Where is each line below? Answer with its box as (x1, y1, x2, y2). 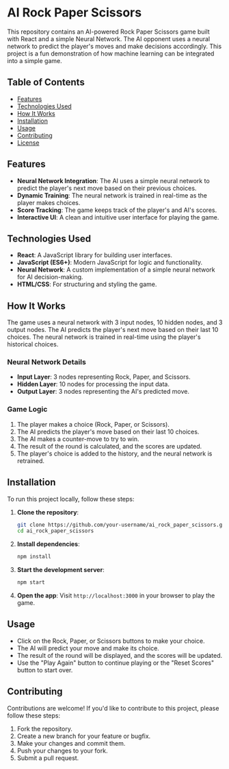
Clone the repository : (16, 508, 79, 516)
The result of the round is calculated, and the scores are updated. (16, 442, 202, 450)
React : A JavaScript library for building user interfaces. (16, 251, 173, 259)
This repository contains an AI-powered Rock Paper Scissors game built (7, 27, 210, 36)
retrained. (16, 456, 45, 464)
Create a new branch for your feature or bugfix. (16, 732, 151, 740)
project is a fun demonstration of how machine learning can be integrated (7, 49, 215, 58)
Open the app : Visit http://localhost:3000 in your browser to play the (16, 591, 215, 600)
